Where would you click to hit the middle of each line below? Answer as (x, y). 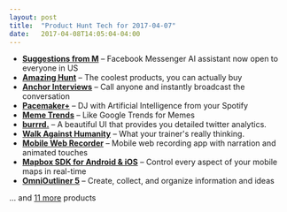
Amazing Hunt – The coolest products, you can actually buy (132, 78)
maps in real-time (54, 171)
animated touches (55, 153)
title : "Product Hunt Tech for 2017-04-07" (93, 26)
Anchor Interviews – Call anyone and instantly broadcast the (133, 87)
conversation (46, 96)
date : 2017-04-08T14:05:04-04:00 (75, 34)
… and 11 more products (53, 198)
